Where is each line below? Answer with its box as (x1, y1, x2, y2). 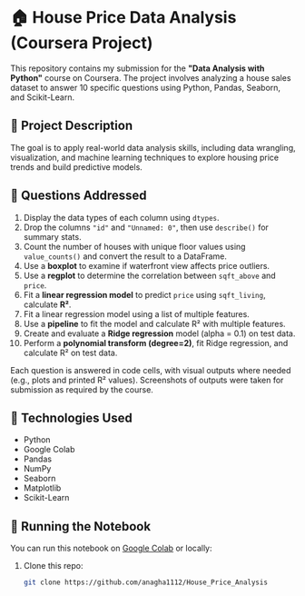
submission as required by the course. (10, 383, 153, 395)
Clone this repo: (23, 561, 84, 571)
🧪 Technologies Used (10, 410, 133, 425)
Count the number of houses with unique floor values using (23, 241, 246, 252)
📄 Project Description (10, 118, 133, 134)
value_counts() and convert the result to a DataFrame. (23, 251, 228, 262)
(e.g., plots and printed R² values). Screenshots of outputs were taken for (10, 374, 284, 385)
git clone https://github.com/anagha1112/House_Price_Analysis (23, 578, 269, 587)
